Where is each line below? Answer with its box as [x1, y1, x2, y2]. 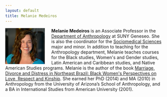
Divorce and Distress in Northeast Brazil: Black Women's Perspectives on [5, 70, 157, 76]
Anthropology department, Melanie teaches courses [51, 49, 159, 55]
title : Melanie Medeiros [5, 13, 57, 18]
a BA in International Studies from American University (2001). [5, 86, 134, 92]
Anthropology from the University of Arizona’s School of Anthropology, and [5, 80, 160, 87]
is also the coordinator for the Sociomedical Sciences [51, 38, 162, 44]
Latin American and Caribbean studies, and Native [51, 59, 155, 65]
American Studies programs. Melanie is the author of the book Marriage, [5, 65, 155, 71]
